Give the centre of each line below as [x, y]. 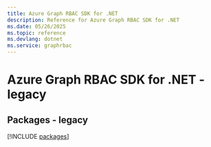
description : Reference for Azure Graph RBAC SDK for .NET [93, 20]
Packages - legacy [47, 120]
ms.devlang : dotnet [35, 39]
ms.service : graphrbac [40, 46]
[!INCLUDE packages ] [38, 136]
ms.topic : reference [37, 33]
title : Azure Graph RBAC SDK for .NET [63, 13]
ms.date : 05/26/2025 [37, 26]
